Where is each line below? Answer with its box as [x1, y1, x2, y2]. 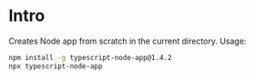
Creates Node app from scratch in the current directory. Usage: [8, 35, 247, 46]
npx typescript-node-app [8, 61, 103, 71]
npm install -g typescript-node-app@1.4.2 [8, 53, 172, 62]
